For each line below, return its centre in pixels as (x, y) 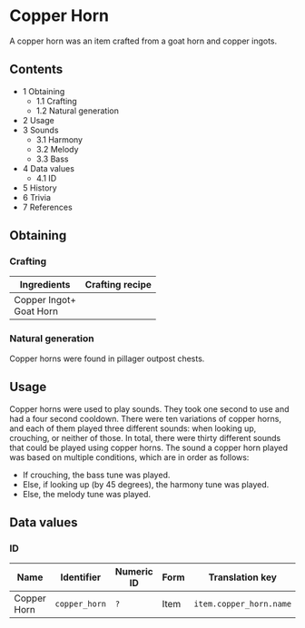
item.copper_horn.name (243, 604)
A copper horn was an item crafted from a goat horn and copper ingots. (143, 41)
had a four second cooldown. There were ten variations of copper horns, (145, 418)
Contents (36, 69)
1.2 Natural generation (78, 111)
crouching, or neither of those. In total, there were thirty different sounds (145, 437)
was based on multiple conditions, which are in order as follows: (129, 457)
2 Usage (38, 120)
